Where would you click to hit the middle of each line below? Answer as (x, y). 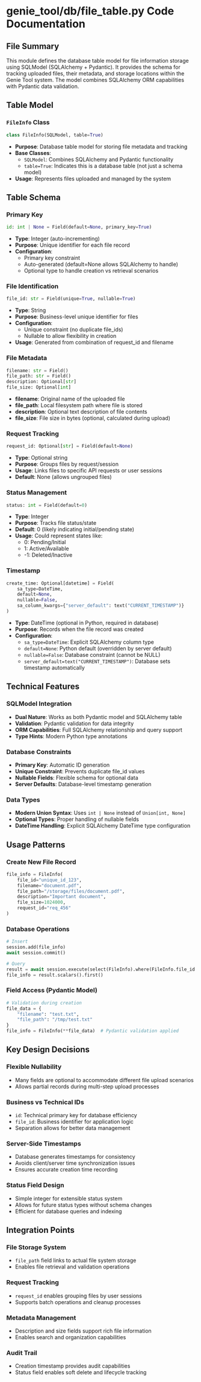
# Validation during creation (44, 1003)
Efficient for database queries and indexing (68, 1211)
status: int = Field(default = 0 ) (47, 505)
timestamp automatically (54, 667)
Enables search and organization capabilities (70, 1337)
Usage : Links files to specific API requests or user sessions (88, 471)
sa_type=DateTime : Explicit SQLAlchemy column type (89, 642)
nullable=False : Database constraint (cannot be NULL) (92, 655)
